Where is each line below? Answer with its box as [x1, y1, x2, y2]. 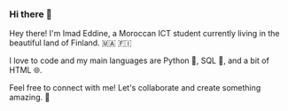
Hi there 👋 [9, 8, 53, 20]
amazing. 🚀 [9, 92, 51, 103]
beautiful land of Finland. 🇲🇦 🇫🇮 [9, 37, 132, 48]
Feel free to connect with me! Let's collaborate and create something [9, 83, 261, 93]
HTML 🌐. [9, 65, 43, 75]
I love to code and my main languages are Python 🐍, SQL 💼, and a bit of [9, 55, 270, 66]
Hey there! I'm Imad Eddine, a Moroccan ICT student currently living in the [9, 28, 280, 39]
